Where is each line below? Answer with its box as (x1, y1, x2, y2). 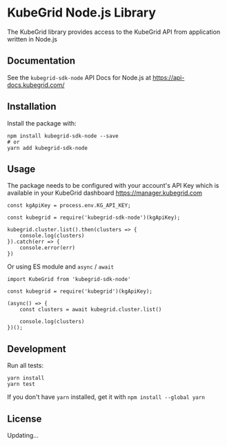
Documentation (7, 55, 76, 67)
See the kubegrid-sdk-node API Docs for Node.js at (7, 73, 152, 81)
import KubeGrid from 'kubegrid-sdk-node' (7, 276, 131, 283)
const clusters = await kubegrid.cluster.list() (19, 306, 162, 313)
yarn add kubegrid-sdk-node (7, 144, 88, 151)
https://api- (152, 73, 185, 81)
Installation (7, 101, 57, 113)
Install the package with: (7, 119, 77, 127)
